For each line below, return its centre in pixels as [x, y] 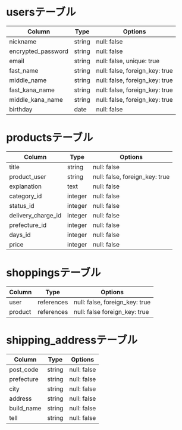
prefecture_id [28, 225]
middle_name [28, 80]
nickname [23, 41]
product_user [28, 176]
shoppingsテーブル [54, 273]
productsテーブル [50, 138]
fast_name [24, 70]
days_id [20, 235]
